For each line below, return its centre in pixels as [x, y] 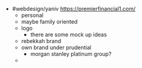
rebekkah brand [41, 41]
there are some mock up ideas [69, 35]
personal [32, 15]
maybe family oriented [49, 22]
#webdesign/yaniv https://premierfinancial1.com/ [74, 9]
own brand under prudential [56, 47]
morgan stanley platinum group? [71, 54]
